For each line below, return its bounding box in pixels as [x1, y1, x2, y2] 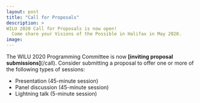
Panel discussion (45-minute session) [14, 84, 109, 90]
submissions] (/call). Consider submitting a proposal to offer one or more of [6, 59, 194, 66]
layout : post [6, 8, 39, 15]
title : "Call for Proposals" [6, 14, 80, 20]
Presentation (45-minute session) [14, 77, 98, 84]
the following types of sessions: [6, 66, 86, 72]
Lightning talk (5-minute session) [14, 90, 98, 97]
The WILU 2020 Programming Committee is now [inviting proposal [6, 53, 173, 60]
